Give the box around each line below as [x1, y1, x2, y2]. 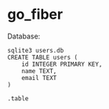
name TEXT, [21, 67, 57, 75]
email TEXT [21, 74, 57, 82]
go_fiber [7, 5, 64, 24]
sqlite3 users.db [7, 46, 64, 54]
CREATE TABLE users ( [7, 53, 78, 61]
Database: [7, 31, 41, 41]
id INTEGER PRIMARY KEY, [21, 60, 103, 68]
